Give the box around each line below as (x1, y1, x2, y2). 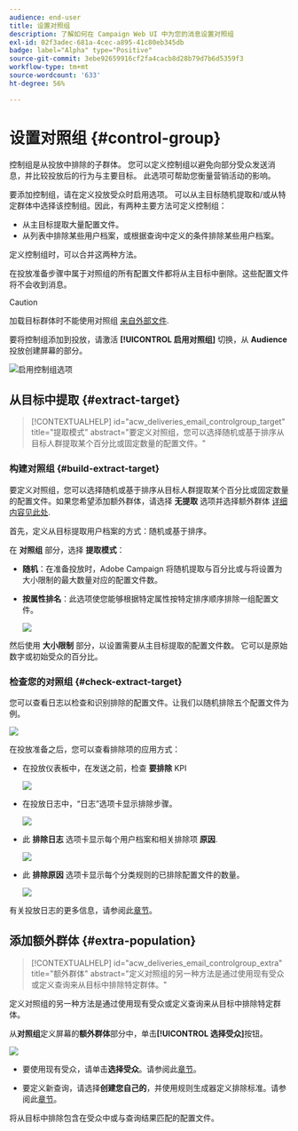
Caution (9, 297, 38, 307)
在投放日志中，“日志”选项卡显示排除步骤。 (21, 798, 177, 808)
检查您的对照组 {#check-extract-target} (9, 675, 183, 688)
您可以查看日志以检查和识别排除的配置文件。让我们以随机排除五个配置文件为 (9, 697, 289, 707)
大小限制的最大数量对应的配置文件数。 (21, 574, 162, 585)
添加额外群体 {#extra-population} (9, 934, 197, 949)
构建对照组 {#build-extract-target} (9, 463, 160, 475)
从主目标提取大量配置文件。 (21, 219, 124, 229)
